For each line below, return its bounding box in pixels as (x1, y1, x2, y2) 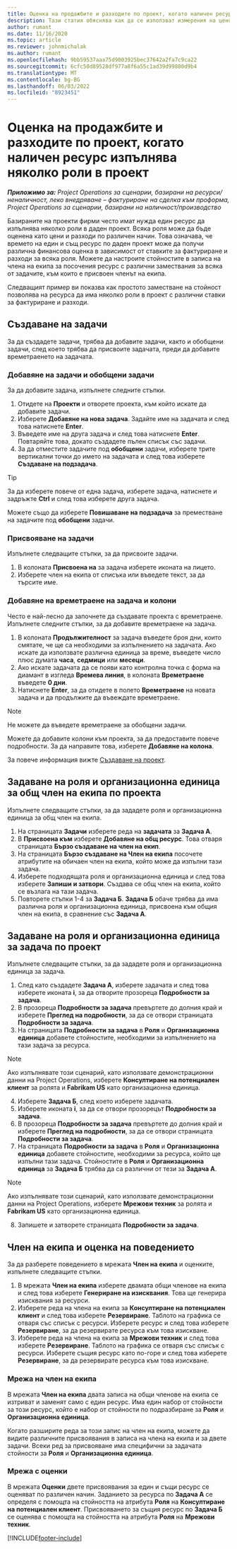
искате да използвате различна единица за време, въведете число (17, 648, 221, 656)
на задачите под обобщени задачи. (7, 516, 115, 524)
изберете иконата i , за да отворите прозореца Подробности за (17, 989, 210, 997)
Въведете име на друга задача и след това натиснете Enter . (17, 430, 200, 438)
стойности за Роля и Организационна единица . (7, 1449, 154, 1457)
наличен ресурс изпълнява (7, 150, 178, 166)
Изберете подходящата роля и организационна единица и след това (17, 872, 226, 880)
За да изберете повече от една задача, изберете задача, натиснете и (7, 487, 217, 495)
